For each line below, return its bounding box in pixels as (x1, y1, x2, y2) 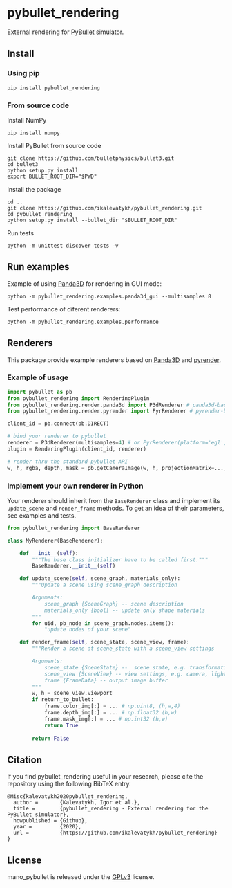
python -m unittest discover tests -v (7, 242, 119, 249)
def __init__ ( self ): (19, 550, 79, 556)
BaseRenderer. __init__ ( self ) (32, 563, 116, 570)
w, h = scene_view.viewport (32, 690, 113, 697)
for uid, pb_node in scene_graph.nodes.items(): (32, 619, 175, 627)
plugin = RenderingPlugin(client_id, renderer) (7, 445, 147, 453)
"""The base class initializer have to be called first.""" (32, 556, 209, 563)
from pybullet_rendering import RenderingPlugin (7, 395, 150, 402)
